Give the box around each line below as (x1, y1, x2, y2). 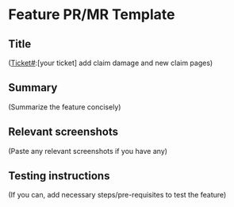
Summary (8, 81, 58, 94)
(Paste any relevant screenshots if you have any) (8, 146, 168, 155)
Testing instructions (8, 169, 110, 183)
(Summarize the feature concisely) (8, 102, 121, 112)
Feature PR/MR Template (8, 6, 175, 24)
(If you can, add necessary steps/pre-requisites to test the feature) (8, 190, 227, 200)
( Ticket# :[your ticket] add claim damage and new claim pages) (8, 58, 213, 67)
